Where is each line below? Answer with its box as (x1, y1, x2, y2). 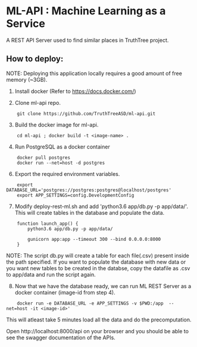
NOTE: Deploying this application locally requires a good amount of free (6, 70, 183, 77)
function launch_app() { (17, 221, 79, 227)
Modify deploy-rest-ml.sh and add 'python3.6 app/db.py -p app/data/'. (14, 203, 189, 210)
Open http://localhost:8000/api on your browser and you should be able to (6, 327, 189, 334)
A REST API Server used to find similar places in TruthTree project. (6, 36, 169, 44)
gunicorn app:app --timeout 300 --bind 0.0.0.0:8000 (27, 236, 161, 242)
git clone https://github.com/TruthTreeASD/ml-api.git (17, 110, 156, 117)
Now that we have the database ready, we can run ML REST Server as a (14, 282, 192, 290)
